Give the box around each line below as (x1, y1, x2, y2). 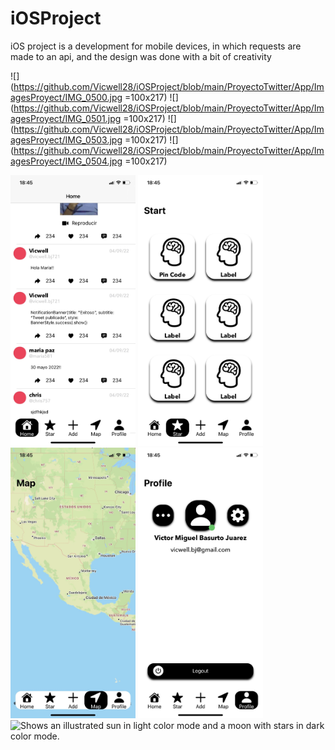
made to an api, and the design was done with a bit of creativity (10, 50, 272, 62)
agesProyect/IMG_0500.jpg (10, 91, 123, 103)
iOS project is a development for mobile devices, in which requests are (10, 40, 302, 52)
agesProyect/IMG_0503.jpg (10, 133, 123, 146)
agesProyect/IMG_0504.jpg (10, 155, 123, 167)
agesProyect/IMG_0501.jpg (10, 112, 122, 124)
